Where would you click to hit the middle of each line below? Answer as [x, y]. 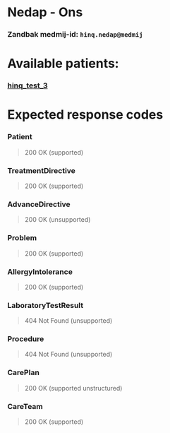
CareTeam [25, 406]
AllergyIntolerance [40, 271]
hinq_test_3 [28, 85]
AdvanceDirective [39, 204]
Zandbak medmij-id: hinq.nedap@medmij [75, 35]
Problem [22, 238]
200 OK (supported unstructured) [73, 388]
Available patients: [63, 64]
